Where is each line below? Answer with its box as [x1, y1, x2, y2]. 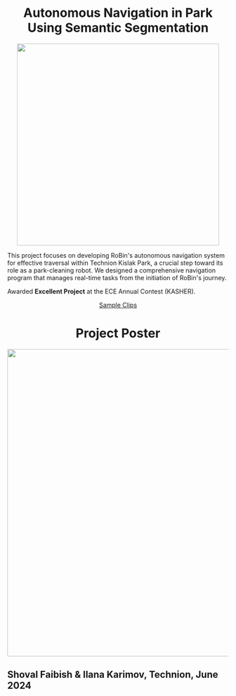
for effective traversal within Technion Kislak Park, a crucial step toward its [7, 258, 223, 267]
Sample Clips [98, 301, 138, 309]
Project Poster [75, 325, 161, 341]
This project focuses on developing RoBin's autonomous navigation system [7, 251, 225, 259]
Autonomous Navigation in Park [23, 5, 213, 21]
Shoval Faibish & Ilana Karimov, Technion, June [7, 669, 218, 681]
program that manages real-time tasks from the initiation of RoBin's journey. [7, 273, 227, 282]
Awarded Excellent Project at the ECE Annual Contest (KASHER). [7, 287, 196, 296]
